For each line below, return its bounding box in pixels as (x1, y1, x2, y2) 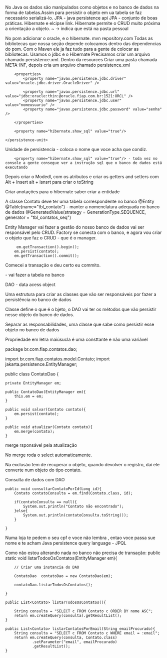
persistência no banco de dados (5, 297, 71, 303)
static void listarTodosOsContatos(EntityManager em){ (5, 555, 117, 561)
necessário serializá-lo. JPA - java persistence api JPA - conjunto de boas (5, 15, 157, 21)
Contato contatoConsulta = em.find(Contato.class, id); (14, 491, 133, 496)
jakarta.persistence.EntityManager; (5, 361, 77, 367)
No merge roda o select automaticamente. (5, 452, 92, 458)
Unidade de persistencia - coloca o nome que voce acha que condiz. (5, 147, 147, 152)
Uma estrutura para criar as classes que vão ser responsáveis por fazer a (5, 291, 156, 297)
